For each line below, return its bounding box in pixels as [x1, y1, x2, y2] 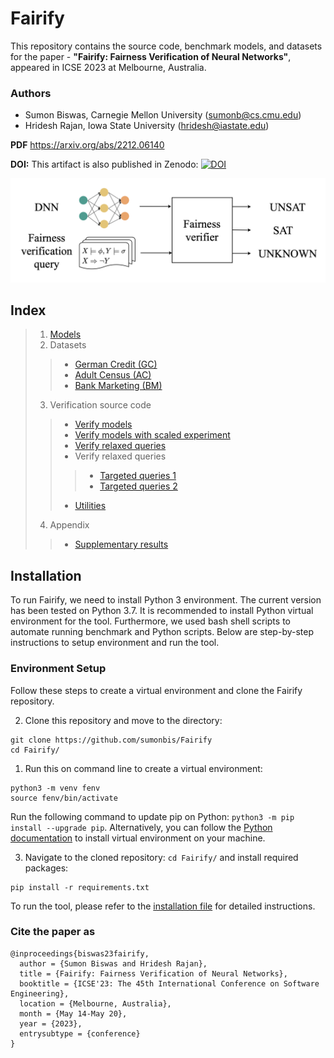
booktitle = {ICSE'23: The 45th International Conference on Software [19, 978, 320, 989]
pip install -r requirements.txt [10, 882, 150, 892]
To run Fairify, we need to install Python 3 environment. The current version [10, 594, 322, 606]
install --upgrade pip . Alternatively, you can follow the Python [10, 821, 273, 833]
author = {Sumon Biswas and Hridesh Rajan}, [19, 958, 208, 969]
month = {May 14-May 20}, [19, 1008, 128, 1019]
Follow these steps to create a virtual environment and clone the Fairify [10, 684, 303, 696]
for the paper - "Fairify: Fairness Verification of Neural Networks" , [10, 50, 292, 62]
